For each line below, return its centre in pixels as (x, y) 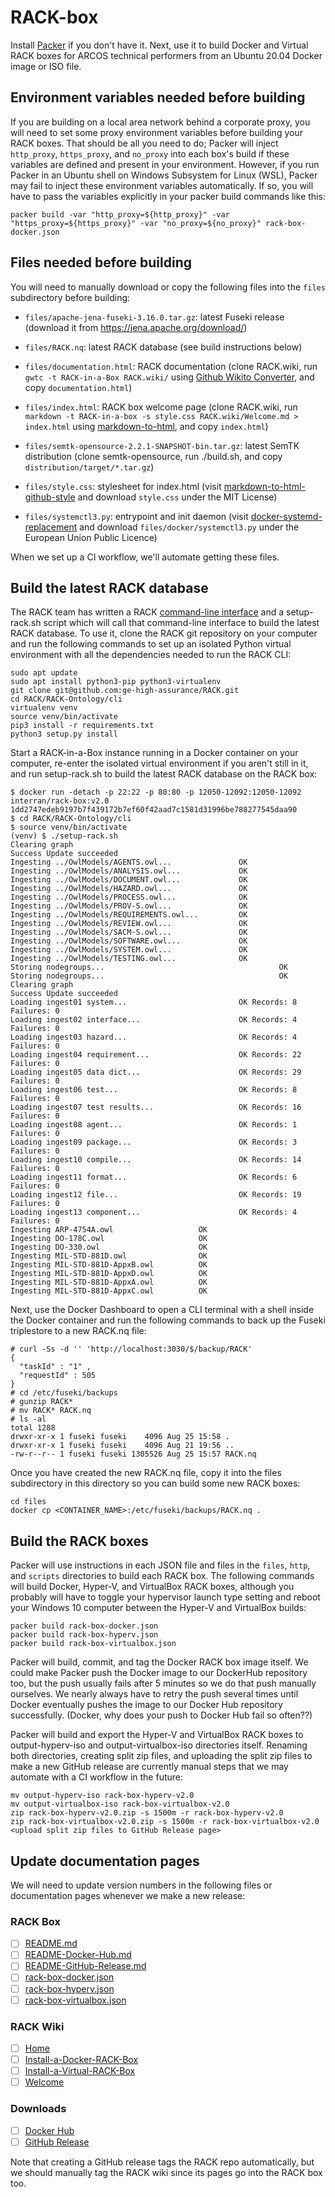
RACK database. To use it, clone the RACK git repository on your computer (164, 633)
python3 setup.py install (64, 734)
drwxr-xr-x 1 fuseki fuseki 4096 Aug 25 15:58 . (120, 1437)
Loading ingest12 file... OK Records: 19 (156, 1195)
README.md (51, 1943)
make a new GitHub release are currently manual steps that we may (149, 1767)
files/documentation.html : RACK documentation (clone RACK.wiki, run (171, 366)
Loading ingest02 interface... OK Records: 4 (154, 1020)
